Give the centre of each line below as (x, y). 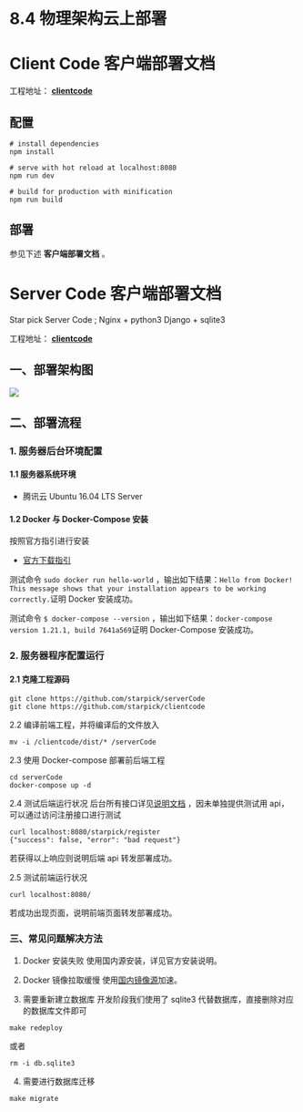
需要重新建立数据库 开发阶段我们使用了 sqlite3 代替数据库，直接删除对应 (158, 999)
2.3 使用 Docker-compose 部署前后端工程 (87, 760)
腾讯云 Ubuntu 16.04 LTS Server (82, 497)
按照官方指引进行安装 (49, 541)
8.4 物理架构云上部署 (88, 19)
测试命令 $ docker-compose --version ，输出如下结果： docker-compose (141, 618)
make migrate (34, 1098)
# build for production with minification (91, 191)
